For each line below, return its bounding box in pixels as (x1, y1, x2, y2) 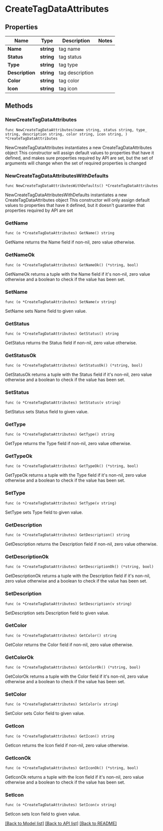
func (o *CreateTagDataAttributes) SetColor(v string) (5, 702, 119, 707)
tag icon (59, 85, 78, 92)
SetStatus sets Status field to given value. (5, 408, 89, 414)
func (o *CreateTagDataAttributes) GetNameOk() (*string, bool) (5, 263, 139, 267)
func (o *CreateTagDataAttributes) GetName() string (5, 231, 115, 236)
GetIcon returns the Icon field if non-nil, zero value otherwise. (5, 742, 129, 748)
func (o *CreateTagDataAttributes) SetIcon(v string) (5, 803, 117, 808)
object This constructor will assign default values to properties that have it (5, 150, 154, 156)
